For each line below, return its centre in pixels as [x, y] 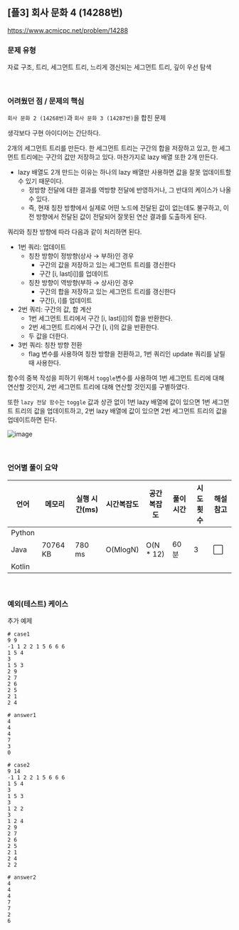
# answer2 [22, 877]
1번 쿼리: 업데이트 [42, 247]
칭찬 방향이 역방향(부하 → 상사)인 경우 [81, 283]
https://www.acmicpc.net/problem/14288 [68, 30]
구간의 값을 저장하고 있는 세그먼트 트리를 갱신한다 [107, 265]
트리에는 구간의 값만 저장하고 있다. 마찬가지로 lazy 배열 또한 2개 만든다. [119, 157]
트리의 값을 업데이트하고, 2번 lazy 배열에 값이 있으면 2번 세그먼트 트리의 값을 [121, 411]
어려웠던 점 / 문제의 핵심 [46, 101]
